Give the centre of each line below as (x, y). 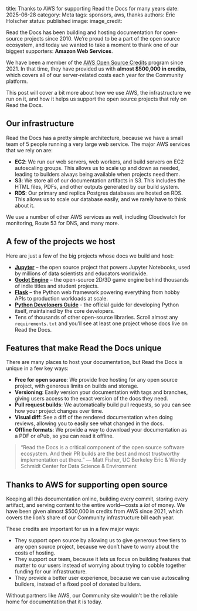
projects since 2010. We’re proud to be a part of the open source (102, 39)
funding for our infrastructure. (51, 572)
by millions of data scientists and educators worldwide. (81, 273)
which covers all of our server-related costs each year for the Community (95, 75)
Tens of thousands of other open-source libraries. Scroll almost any (96, 317)
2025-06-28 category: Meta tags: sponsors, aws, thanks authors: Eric (91, 15)
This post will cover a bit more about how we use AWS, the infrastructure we (98, 93)
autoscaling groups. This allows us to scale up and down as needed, (97, 168)
